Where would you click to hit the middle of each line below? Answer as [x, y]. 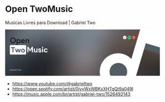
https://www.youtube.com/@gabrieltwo [52, 84]
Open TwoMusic [39, 9]
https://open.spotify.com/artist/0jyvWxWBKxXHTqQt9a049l [73, 89]
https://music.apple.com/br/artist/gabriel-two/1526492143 [71, 94]
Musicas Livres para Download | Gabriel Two [50, 23]
